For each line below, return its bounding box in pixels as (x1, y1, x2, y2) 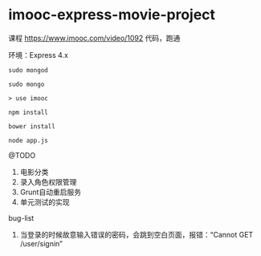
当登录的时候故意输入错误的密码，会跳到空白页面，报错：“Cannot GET (19, 230, 254, 239)
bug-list (8, 213, 35, 222)
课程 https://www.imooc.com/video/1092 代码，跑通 (8, 33, 181, 43)
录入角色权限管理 (19, 177, 77, 186)
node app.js (8, 136, 48, 144)
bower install (8, 122, 56, 130)
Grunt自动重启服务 (19, 187, 82, 197)
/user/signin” (19, 238, 63, 248)
